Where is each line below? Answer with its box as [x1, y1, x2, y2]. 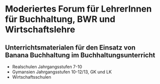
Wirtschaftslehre [5, 24, 76, 35]
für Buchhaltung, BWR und [5, 14, 116, 25]
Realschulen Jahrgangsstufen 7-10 [12, 64, 82, 69]
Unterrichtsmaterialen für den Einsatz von [5, 43, 136, 51]
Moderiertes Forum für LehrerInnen [5, 3, 152, 15]
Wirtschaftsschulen [12, 74, 51, 80]
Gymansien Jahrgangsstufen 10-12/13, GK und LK [12, 69, 112, 75]
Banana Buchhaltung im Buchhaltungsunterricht [5, 51, 155, 59]
